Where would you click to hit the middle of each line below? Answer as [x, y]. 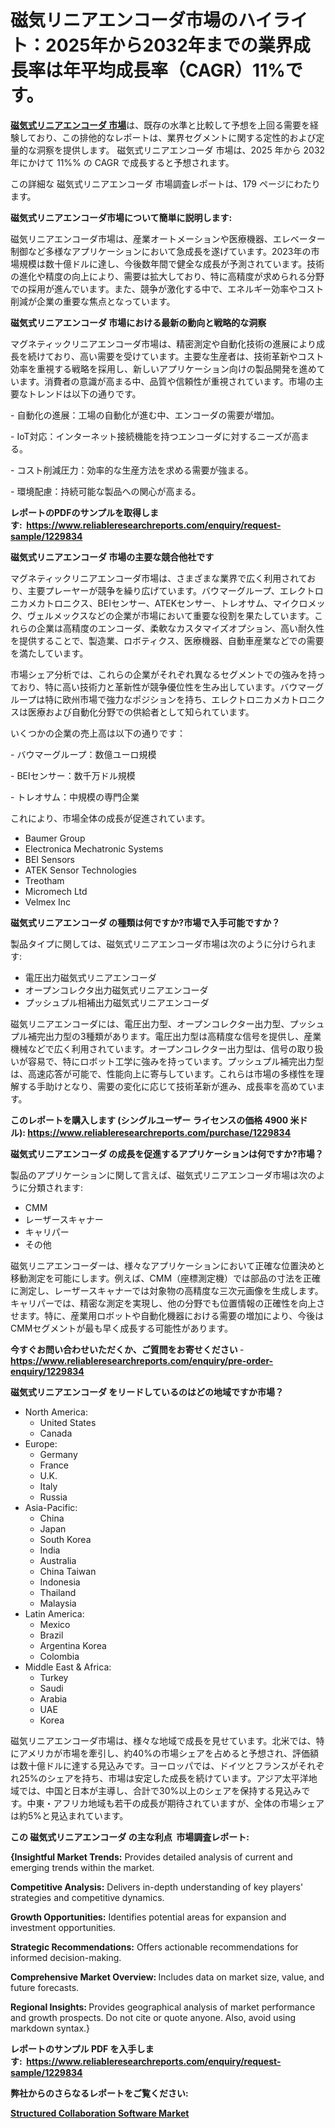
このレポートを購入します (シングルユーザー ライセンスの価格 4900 [149, 1120]
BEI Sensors [49, 859]
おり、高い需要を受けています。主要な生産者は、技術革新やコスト [189, 356]
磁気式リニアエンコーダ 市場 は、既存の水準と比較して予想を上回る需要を [160, 125]
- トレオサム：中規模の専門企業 [75, 797]
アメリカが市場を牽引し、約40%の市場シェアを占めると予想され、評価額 [169, 1753]
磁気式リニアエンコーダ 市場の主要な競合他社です [112, 557]
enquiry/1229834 [47, 1371]
